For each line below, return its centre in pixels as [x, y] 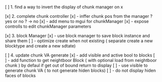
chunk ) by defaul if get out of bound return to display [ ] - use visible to [76, 65]
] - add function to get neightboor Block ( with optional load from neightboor [81, 60]
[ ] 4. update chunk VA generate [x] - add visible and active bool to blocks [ [80, 55]
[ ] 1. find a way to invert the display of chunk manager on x [64, 7]
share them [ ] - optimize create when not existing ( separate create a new [79, 41]
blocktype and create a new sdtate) [40, 46]
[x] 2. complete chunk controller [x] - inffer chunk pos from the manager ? [79, 16]
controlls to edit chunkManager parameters [48, 26]
